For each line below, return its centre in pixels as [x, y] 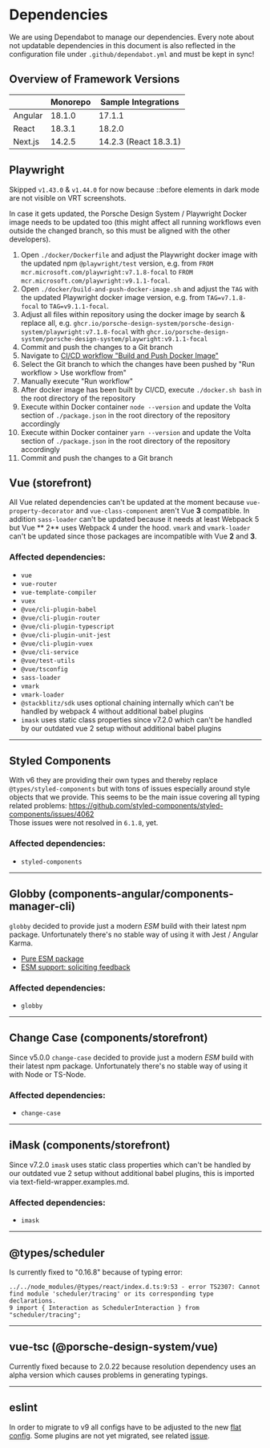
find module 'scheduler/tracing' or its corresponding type [112, 1294]
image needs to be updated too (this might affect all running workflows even [135, 222]
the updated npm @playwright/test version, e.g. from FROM [117, 263]
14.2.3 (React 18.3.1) [139, 141]
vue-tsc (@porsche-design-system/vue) [114, 1347]
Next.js [26, 141]
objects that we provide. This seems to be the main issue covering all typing [135, 797]
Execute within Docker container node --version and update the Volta [136, 406]
